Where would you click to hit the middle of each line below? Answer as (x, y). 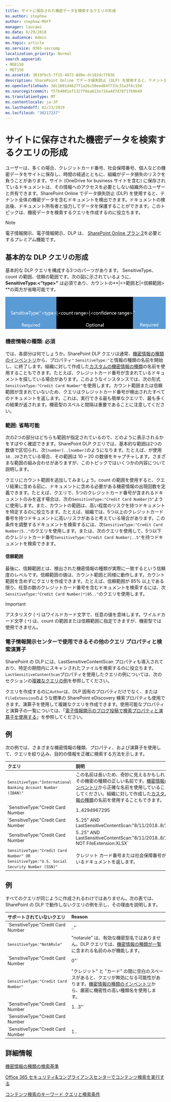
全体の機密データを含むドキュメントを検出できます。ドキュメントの (90, 200)
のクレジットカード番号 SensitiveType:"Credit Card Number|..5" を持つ (80, 538)
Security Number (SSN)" (33, 867)
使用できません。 (23, 627)
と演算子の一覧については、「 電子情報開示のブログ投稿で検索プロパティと (82, 711)
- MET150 (15, 70)
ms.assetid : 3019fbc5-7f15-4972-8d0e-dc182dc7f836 (60, 75)
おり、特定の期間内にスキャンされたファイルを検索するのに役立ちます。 (81, 668)
